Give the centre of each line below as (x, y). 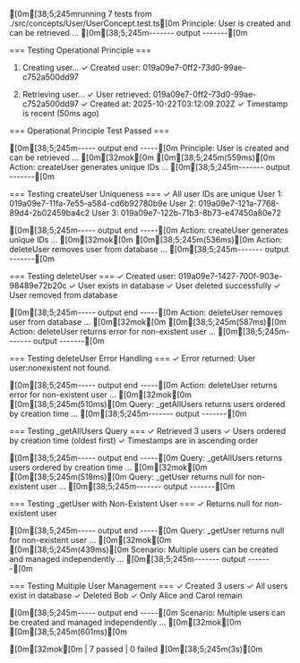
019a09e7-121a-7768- (239, 203)
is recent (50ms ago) (61, 113)
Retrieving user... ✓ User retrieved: (86, 94)
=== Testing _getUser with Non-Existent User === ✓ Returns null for (136, 504)
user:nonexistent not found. (60, 368)
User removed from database (64, 295)
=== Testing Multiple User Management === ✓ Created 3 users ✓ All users (149, 586)
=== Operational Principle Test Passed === (90, 131)
